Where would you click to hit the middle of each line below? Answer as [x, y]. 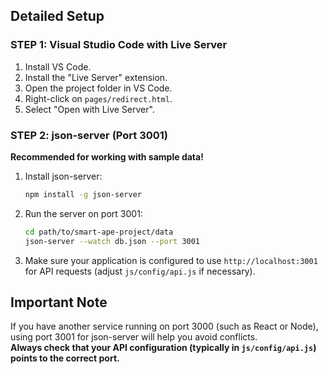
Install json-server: [63, 176]
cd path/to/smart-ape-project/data [99, 232]
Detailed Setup [57, 16]
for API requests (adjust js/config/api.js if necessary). [140, 271]
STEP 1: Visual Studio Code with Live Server [119, 45]
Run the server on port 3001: [83, 213]
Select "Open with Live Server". [89, 109]
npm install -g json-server [83, 194]
